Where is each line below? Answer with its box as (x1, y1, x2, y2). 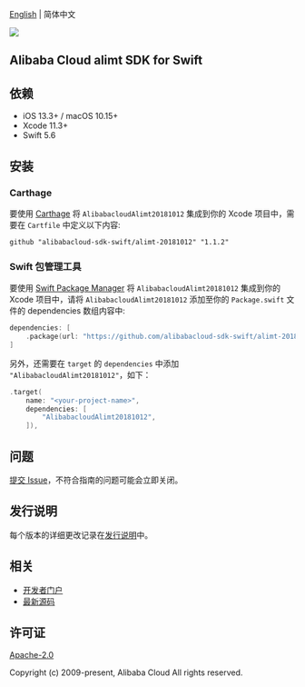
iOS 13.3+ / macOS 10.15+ (22, 111, 119, 122)
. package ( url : (25, 332, 79, 342)
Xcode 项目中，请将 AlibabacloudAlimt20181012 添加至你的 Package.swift (9, 294, 285, 305)
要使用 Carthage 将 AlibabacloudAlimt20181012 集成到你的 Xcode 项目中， (9, 208, 287, 219)
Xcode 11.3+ (22, 120, 68, 131)
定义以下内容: (70, 219, 121, 230)
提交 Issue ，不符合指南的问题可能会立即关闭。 (9, 474, 183, 485)
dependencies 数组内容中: (26, 305, 125, 316)
